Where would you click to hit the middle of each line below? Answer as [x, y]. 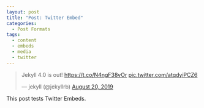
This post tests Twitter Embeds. [46, 98]
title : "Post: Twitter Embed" [45, 18]
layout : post [23, 12]
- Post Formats [31, 29]
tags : [13, 35]
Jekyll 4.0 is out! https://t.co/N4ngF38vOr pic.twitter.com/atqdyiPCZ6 [109, 74]
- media [22, 52]
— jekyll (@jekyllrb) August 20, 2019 [67, 87]
